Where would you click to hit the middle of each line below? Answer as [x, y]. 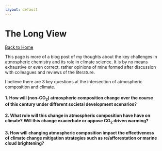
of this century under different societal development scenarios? [71, 104]
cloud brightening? [25, 143]
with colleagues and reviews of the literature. [50, 72]
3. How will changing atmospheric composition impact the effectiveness [80, 132]
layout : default [21, 9]
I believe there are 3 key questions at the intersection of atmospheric [74, 81]
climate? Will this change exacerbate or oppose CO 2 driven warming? [77, 121]
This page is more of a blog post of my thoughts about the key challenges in [81, 57]
